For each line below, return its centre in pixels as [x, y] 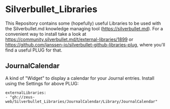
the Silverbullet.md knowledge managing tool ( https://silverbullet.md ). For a [84, 28]
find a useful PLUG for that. [34, 50]
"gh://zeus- [23, 97]
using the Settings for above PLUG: [42, 83]
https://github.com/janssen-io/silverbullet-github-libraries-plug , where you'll [85, 44]
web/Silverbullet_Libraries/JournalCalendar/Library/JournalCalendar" [81, 101]
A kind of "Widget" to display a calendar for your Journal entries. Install [80, 78]
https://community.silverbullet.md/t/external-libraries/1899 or [69, 39]
